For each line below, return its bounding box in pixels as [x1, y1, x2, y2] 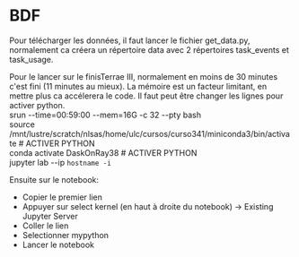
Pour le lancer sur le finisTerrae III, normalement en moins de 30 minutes [9, 71, 278, 81]
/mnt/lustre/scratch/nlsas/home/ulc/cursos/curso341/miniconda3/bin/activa [9, 128, 290, 139]
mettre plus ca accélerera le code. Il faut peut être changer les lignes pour [9, 90, 284, 101]
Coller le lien [22, 220, 69, 231]
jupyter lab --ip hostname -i [9, 157, 112, 167]
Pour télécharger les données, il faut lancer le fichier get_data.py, [9, 35, 251, 46]
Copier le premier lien [22, 192, 103, 202]
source [9, 118, 36, 130]
